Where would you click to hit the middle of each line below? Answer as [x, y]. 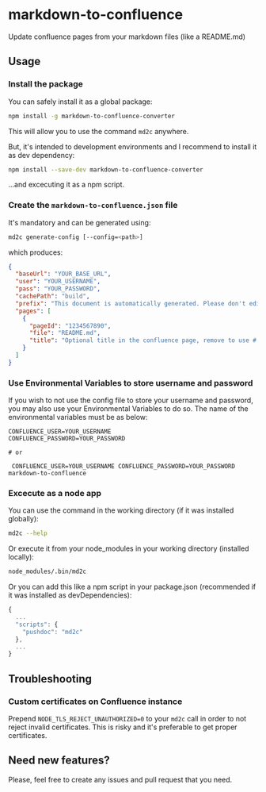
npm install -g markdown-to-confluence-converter [92, 116]
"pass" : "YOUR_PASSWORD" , [58, 289]
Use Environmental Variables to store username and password [131, 383]
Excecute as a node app [55, 494]
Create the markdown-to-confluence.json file [93, 206]
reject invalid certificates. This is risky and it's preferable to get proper [123, 727]
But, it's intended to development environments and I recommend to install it [133, 146]
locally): [21, 557]
